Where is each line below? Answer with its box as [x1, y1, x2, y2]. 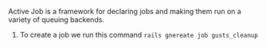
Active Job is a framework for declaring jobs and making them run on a [8, 7, 241, 16]
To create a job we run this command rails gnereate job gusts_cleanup [19, 31, 259, 39]
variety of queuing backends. [8, 15, 105, 24]
